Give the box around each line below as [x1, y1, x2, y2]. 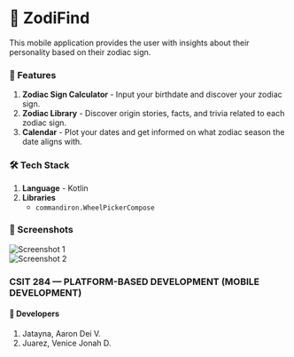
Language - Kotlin [21, 182, 89, 194]
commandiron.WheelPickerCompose [35, 203, 155, 212]
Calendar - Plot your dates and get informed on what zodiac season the [21, 127, 285, 138]
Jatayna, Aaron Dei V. [21, 328, 102, 338]
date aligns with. [21, 137, 82, 147]
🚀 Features [9, 68, 57, 81]
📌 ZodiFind [9, 8, 90, 28]
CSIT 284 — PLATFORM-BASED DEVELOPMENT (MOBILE [9, 275, 259, 288]
